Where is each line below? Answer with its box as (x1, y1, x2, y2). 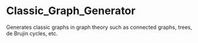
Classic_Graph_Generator (6, 4, 136, 18)
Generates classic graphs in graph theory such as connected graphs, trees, (6, 24, 193, 31)
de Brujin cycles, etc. (6, 29, 58, 37)
